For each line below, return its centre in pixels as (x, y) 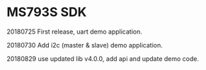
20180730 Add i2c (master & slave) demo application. (85, 45)
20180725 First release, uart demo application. (75, 31)
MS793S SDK (47, 12)
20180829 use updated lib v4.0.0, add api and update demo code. (103, 58)
